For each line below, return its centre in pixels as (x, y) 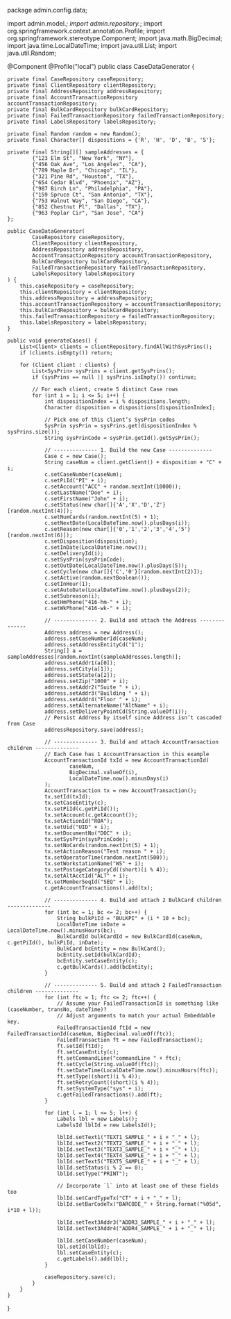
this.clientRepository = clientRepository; (84, 292)
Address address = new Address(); (94, 632)
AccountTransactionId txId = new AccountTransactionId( (127, 760)
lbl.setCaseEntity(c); (89, 1253)
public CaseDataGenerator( (46, 231)
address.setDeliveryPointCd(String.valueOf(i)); (116, 712)
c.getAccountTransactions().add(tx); (99, 888)
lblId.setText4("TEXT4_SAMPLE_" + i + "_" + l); (128, 1156)
